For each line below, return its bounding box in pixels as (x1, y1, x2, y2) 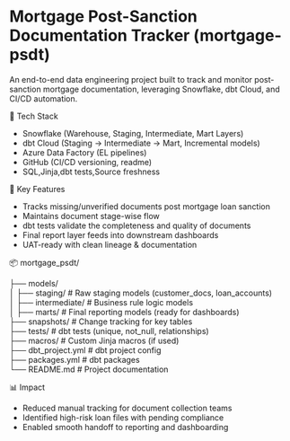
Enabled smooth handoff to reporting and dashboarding (22, 421, 229, 432)
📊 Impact (9, 382, 46, 392)
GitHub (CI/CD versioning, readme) (22, 156, 153, 167)
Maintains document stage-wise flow (22, 210, 160, 221)
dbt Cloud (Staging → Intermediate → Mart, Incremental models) (22, 137, 260, 148)
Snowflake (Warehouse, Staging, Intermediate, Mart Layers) (22, 128, 244, 138)
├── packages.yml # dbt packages (9, 354, 141, 365)
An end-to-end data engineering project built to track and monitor (9, 74, 253, 84)
